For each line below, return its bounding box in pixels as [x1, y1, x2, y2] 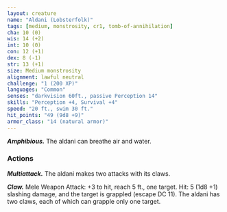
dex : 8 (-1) [7, 55, 41, 62]
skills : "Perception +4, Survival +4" [7, 99, 118, 106]
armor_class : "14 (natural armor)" [7, 118, 109, 125]
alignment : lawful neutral [7, 73, 84, 81]
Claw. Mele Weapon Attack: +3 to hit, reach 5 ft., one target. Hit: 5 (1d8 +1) [7, 183, 218, 191]
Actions [7, 154, 34, 163]
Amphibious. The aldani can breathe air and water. [7, 137, 152, 145]
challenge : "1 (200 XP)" [7, 80, 78, 87]
